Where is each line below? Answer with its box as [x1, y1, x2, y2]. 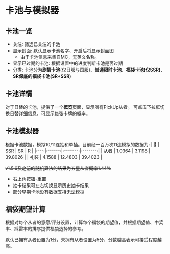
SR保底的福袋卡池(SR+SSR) [12, 73, 71, 79]
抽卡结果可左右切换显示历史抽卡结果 [12, 182, 89, 188]
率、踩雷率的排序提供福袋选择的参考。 [5, 226, 86, 232]
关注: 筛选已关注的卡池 [12, 41, 60, 47]
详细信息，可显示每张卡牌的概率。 [18, 110, 90, 117]
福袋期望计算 [5, 205, 46, 214]
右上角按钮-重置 [12, 176, 47, 182]
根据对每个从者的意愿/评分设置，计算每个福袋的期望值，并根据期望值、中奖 [5, 219, 164, 225]
